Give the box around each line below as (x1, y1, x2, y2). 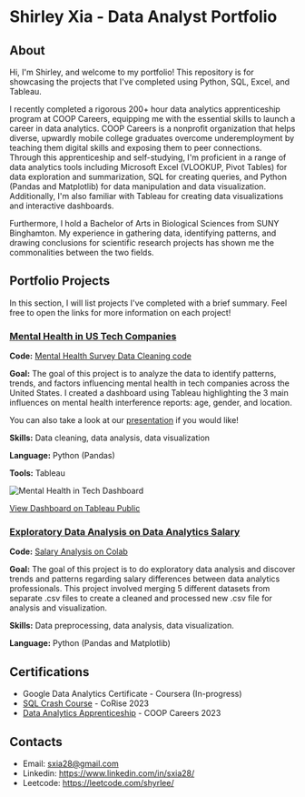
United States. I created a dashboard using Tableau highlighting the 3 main (9, 388, 289, 398)
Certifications (9, 664, 90, 680)
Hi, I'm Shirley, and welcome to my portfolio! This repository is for (9, 66, 254, 77)
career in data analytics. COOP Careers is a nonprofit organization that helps (9, 123, 296, 134)
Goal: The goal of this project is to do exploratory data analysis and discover (9, 564, 296, 575)
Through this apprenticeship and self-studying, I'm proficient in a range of (9, 152, 287, 163)
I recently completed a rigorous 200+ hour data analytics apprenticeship (9, 104, 281, 115)
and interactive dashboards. (9, 200, 114, 211)
